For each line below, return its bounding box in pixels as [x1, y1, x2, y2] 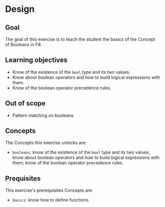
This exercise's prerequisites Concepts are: [5, 187, 94, 194]
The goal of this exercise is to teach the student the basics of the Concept [5, 36, 156, 42]
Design [5, 3, 35, 15]
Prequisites [5, 174, 41, 183]
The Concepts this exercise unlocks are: [5, 140, 87, 146]
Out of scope [5, 99, 46, 107]
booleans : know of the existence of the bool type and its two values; [12, 150, 150, 155]
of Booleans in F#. [5, 42, 42, 48]
